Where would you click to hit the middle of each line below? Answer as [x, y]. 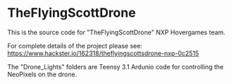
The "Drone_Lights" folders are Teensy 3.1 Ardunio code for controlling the [116, 66]
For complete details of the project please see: [75, 45]
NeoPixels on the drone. [42, 74]
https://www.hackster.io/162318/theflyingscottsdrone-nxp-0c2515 [103, 53]
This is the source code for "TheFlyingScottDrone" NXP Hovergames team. [116, 32]
